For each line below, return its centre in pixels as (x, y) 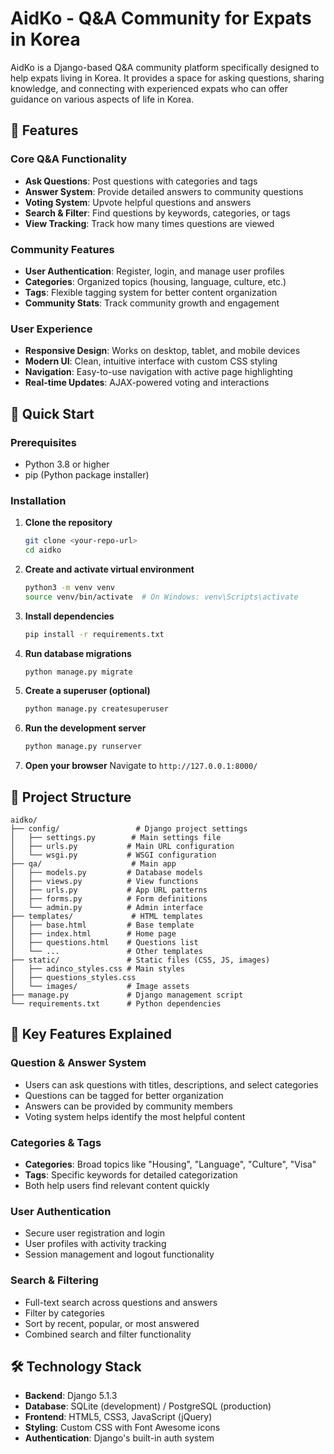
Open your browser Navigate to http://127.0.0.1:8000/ (141, 766)
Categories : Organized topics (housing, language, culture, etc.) (155, 281)
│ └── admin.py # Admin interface (106, 908)
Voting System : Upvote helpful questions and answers (138, 202)
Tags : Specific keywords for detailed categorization (131, 1175)
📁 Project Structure (71, 797)
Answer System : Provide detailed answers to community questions (164, 191)
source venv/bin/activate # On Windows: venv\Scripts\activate (161, 597)
